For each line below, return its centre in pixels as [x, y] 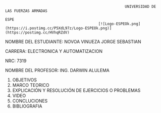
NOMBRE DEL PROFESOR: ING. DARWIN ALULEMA [57, 70]
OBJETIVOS [25, 80]
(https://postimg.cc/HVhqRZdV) [37, 33]
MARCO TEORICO [31, 85]
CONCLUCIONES [30, 101]
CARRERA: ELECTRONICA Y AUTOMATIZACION [54, 51]
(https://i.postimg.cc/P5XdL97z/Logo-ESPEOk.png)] [58, 28]
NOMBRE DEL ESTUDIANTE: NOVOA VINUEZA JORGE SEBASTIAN [73, 42]
